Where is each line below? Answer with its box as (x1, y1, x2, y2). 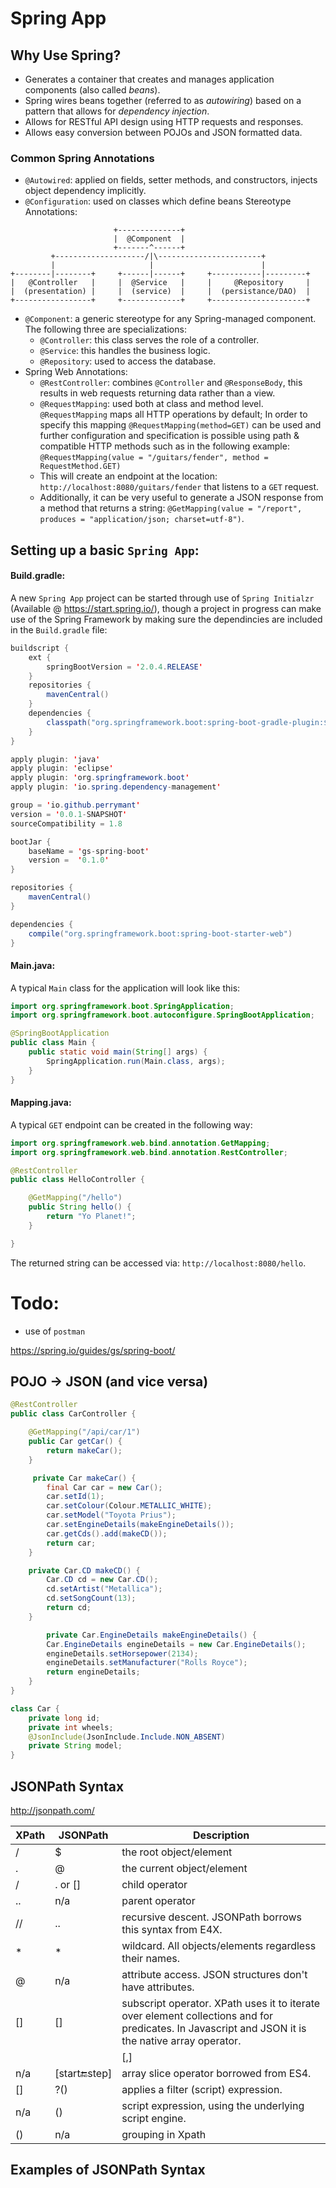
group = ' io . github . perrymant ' (10, 800, 141, 811)
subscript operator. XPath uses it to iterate (121, 1996, 321, 2010)
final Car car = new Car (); (46, 1482, 163, 1492)
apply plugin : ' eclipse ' (10, 763, 114, 774)
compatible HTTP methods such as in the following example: (39, 440, 290, 452)
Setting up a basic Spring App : (10, 542, 200, 559)
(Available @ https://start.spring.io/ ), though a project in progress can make (10, 602, 322, 614)
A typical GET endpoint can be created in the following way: (10, 1118, 253, 1131)
